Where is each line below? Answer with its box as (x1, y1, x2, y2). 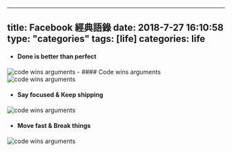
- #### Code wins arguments (77, 67, 161, 76)
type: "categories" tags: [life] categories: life (7, 33, 206, 45)
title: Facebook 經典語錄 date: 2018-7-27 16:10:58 (7, 22, 224, 34)
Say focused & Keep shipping (17, 91, 104, 99)
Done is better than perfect (17, 52, 97, 61)
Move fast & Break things (17, 122, 91, 130)
